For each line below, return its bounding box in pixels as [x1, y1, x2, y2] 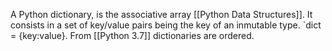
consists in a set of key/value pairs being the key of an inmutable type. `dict [10, 19, 322, 31]
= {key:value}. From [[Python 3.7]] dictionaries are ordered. [10, 30, 255, 41]
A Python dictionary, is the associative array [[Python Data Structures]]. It [10, 9, 313, 20]
